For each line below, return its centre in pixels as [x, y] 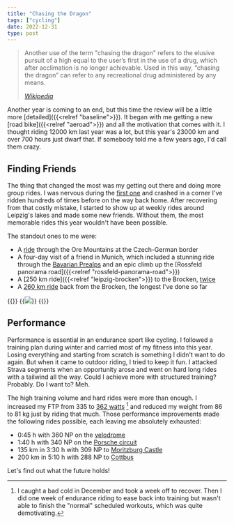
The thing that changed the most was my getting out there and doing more [114, 186]
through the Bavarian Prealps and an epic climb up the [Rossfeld [109, 264]
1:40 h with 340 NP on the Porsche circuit [77, 442]
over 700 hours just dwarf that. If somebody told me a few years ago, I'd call [117, 140]
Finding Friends [42, 169]
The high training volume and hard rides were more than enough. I [102, 398]
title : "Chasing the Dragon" [49, 14]
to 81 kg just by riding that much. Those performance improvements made [114, 414]
